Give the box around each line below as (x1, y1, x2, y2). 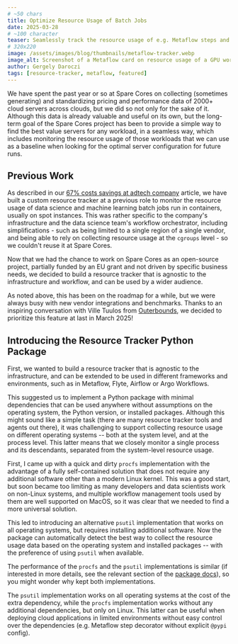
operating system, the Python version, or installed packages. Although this (7, 408, 225, 417)
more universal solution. (7, 504, 78, 514)
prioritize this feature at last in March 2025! (7, 314, 133, 322)
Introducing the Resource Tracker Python (7, 334, 193, 346)
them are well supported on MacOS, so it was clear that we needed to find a (7, 497, 229, 506)
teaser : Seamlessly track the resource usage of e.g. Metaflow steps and (7, 37, 230, 44)
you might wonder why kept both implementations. (7, 577, 156, 586)
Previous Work (7, 169, 74, 181)
